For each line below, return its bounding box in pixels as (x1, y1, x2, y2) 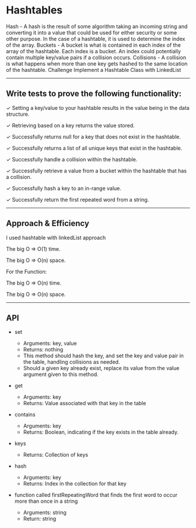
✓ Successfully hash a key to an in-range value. (6, 185, 121, 192)
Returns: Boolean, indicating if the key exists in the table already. (23, 429, 179, 436)
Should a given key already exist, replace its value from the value (23, 365, 180, 372)
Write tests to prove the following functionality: (6, 89, 182, 99)
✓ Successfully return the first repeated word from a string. (6, 196, 149, 203)
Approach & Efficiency (6, 219, 89, 229)
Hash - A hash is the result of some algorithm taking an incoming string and (6, 23, 188, 30)
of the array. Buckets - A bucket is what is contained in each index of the (6, 42, 181, 49)
